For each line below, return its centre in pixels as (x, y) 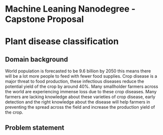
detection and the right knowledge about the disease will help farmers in (78, 102)
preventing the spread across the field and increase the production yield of (80, 107)
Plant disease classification (62, 42)
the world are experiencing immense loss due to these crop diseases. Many (81, 92)
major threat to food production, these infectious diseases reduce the (75, 82)
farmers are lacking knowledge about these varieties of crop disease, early (80, 97)
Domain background (36, 59)
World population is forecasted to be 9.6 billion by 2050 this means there (78, 71)
